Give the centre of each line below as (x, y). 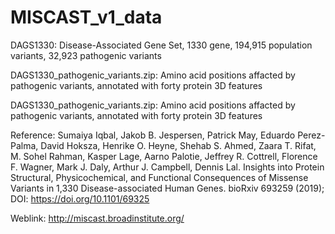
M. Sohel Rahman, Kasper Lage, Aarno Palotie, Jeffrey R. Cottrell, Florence (164, 156)
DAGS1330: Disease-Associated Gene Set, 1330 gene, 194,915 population (161, 45)
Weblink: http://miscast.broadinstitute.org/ (97, 218)
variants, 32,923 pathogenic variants (86, 55)
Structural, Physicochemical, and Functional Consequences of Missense (159, 177)
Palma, (24, 145)
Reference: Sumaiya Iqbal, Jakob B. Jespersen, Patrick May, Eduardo (153, 135)
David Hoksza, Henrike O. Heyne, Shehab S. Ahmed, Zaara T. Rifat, (178, 145)
